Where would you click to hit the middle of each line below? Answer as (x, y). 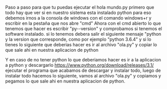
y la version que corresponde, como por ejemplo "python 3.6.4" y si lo (78, 39)
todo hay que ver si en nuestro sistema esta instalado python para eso (78, 13)
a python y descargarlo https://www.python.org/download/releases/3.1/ (79, 65)
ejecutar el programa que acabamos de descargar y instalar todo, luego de (83, 70)
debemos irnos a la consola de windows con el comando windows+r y (78, 18)
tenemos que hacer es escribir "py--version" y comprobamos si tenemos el (84, 29)
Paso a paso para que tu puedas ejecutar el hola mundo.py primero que (80, 7)
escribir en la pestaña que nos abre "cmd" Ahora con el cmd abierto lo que (83, 23)
